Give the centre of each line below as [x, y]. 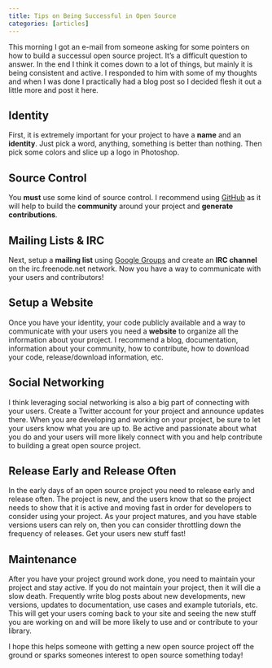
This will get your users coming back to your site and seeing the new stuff [132, 613]
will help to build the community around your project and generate [121, 206]
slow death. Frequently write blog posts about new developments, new [127, 596]
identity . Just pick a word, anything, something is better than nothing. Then [135, 144]
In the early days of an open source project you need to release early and [132, 491]
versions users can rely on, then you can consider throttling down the [125, 525]
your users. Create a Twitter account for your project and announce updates [136, 411]
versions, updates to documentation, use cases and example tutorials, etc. [133, 605]
